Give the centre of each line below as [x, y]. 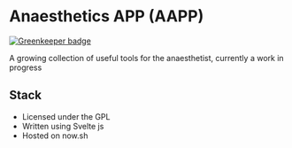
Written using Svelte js [63, 126]
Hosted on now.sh [55, 136]
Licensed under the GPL [66, 116]
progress [26, 67]
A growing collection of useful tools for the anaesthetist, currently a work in [147, 58]
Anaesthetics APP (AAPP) [107, 16]
